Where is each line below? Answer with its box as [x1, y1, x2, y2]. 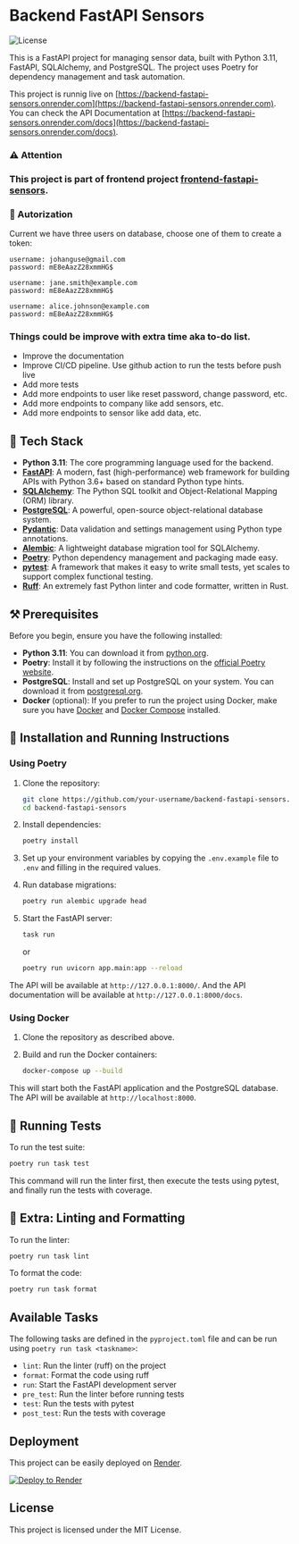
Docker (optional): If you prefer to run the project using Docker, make [21, 695, 278, 706]
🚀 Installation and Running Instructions [9, 730, 230, 746]
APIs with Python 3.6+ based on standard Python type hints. [21, 476, 245, 487]
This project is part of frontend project [9, 172, 179, 185]
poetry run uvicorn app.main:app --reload [21, 964, 183, 973]
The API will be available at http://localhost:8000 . [9, 1092, 196, 1103]
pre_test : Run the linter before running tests [21, 1389, 185, 1399]
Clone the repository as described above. [21, 1032, 175, 1043]
